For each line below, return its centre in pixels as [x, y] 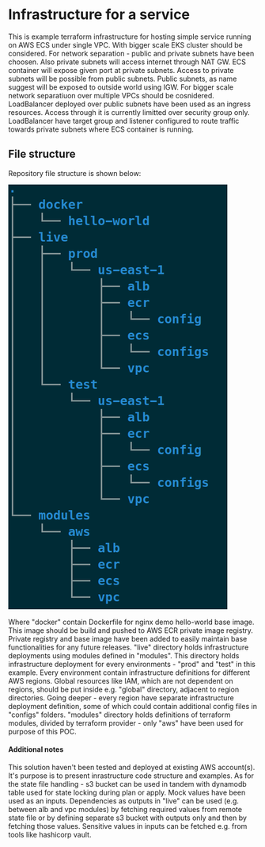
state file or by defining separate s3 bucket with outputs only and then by [128, 818]
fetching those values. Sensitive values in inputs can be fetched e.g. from [128, 826]
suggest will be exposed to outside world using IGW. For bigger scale [121, 87]
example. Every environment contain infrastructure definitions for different [129, 673]
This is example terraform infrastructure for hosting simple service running [130, 36]
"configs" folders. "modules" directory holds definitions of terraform [119, 715]
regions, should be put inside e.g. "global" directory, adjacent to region [124, 689]
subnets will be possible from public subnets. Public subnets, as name [123, 79]
